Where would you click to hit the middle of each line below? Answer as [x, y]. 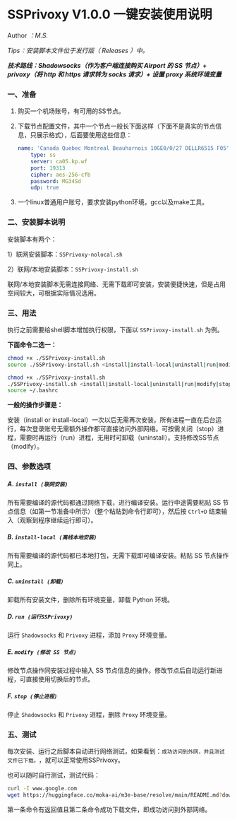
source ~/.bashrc [33, 391]
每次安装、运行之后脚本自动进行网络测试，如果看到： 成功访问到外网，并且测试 [116, 751]
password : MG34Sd [56, 181]
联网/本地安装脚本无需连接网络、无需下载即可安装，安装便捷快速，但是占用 [117, 284]
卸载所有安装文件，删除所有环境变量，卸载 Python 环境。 [91, 600]
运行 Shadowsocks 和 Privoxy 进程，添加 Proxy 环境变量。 [89, 635]
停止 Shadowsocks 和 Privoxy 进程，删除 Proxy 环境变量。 [89, 715]
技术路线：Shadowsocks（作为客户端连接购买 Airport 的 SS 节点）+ [107, 65]
